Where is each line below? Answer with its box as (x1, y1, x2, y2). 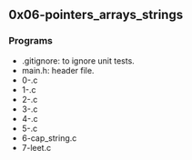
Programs (8, 35, 54, 47)
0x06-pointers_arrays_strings (8, 7, 184, 23)
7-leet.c (21, 142, 52, 153)
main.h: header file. (21, 65, 95, 75)
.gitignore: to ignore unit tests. (21, 55, 136, 66)
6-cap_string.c (21, 132, 77, 144)
